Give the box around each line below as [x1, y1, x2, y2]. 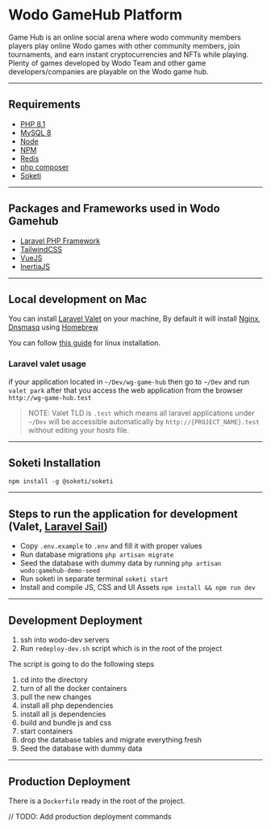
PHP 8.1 [19, 119, 46, 128]
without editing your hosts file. [27, 425, 130, 435]
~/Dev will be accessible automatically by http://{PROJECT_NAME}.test [27, 416, 260, 426]
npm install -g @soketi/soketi [8, 478, 114, 486]
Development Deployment [8, 613, 143, 627]
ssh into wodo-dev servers [19, 635, 110, 645]
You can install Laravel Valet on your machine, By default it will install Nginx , [8, 314, 261, 324]
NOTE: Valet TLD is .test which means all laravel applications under [27, 408, 255, 418]
